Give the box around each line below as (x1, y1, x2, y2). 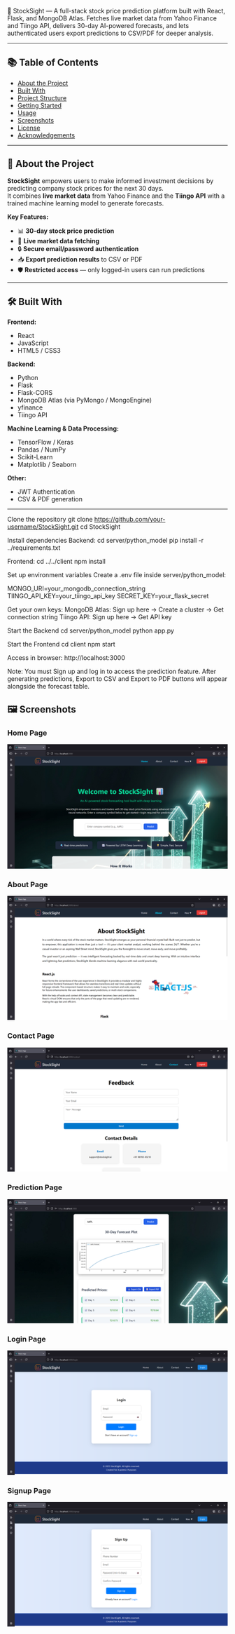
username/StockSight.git (7, 522, 79, 531)
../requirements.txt (7, 543, 61, 552)
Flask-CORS (17, 389, 53, 397)
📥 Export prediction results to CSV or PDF (17, 255, 143, 263)
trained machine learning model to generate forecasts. (7, 198, 164, 207)
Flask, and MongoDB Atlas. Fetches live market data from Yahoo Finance (7, 14, 217, 22)
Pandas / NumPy (17, 445, 66, 454)
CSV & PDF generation (17, 495, 83, 504)
